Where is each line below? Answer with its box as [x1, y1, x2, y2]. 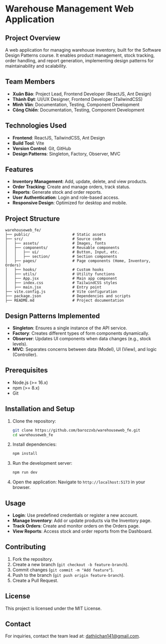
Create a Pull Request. [12, 577, 58, 583]
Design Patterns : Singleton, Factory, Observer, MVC [12, 151, 121, 157]
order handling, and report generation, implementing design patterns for [5, 58, 154, 63]
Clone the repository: [12, 418, 56, 424]
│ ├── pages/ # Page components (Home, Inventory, [5, 259, 151, 264]
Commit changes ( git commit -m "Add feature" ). [12, 567, 114, 573]
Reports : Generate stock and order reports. [12, 189, 102, 195]
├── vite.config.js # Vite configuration [5, 289, 117, 294]
